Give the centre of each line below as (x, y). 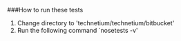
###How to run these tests (45, 10)
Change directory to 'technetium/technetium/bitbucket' (96, 23)
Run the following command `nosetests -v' (77, 30)
